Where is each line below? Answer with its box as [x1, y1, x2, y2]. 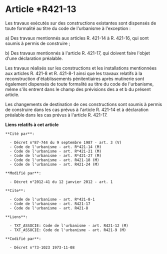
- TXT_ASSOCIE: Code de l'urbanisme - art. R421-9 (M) [9, 227, 126, 232]
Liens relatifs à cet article [5, 121, 59, 127]
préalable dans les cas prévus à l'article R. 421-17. [5, 111, 108, 118]
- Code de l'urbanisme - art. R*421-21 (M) [9, 148, 101, 153]
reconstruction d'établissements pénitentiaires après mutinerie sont [5, 75, 144, 81]
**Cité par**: [5, 131, 35, 136]
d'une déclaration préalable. [5, 55, 63, 61]
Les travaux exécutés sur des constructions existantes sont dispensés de [5, 20, 156, 26]
